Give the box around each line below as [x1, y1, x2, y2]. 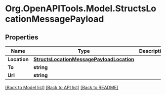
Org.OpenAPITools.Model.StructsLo [5, 3, 157, 14]
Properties [5, 33, 39, 41]
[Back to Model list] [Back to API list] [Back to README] [5, 85, 119, 90]
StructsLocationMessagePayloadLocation [33, 56, 134, 63]
